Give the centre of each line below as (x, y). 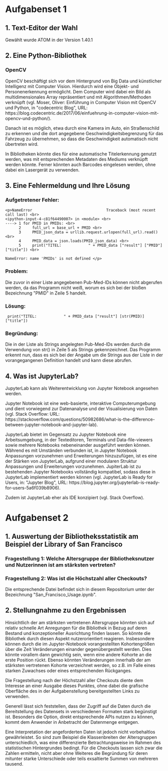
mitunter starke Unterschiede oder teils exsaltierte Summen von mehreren (82, 758)
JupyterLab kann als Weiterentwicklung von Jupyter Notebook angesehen (82, 389)
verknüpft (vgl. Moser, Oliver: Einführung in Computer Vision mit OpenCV (81, 102)
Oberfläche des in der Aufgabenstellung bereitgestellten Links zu (72, 691)
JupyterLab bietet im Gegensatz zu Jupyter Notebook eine (66, 435)
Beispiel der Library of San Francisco (64, 544)
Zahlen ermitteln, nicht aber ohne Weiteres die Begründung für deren (76, 753)
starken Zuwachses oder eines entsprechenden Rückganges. (68, 670)
